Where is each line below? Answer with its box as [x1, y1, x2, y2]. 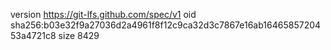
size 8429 [58, 30, 100, 41]
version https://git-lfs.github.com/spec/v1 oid [10, 9, 197, 20]
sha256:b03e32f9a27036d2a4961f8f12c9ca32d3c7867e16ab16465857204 [10, 19, 322, 31]
